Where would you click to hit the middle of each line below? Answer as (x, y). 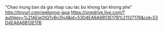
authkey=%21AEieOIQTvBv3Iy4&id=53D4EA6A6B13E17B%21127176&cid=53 (81, 17)
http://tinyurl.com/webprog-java (37, 12)
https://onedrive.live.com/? (98, 12)
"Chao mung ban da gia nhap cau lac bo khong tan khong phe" (69, 7)
